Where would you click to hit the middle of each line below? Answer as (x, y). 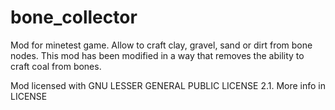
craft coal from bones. (56, 66)
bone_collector (74, 17)
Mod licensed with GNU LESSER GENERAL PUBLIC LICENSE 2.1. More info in (168, 85)
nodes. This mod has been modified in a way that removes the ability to (157, 55)
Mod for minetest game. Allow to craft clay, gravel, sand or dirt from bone (161, 45)
